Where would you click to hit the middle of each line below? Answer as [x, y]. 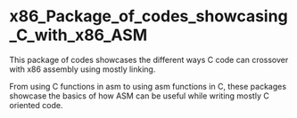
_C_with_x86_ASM [78, 35]
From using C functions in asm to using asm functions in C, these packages [148, 86]
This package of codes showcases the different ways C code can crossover [149, 59]
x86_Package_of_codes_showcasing [148, 16]
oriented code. [36, 105]
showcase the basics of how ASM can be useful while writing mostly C [139, 96]
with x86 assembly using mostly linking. [82, 69]
